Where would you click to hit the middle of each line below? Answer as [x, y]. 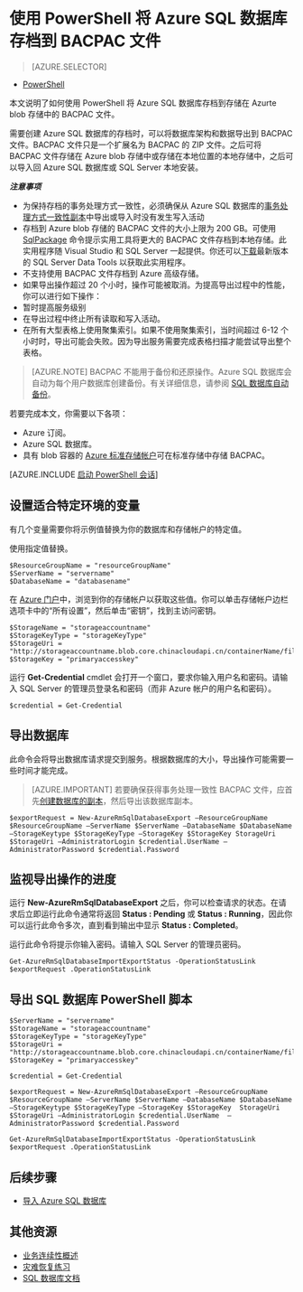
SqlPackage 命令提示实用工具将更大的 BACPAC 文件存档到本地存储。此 [154, 239]
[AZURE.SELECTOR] [69, 66]
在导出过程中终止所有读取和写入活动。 [93, 318]
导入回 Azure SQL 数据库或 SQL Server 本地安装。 [110, 167]
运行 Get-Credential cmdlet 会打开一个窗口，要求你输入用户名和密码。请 [145, 677]
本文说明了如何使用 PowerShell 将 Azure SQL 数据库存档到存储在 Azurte [143, 103]
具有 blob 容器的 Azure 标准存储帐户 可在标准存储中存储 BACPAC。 [146, 455]
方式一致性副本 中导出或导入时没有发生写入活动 [117, 217]
